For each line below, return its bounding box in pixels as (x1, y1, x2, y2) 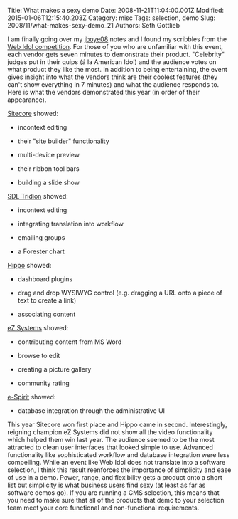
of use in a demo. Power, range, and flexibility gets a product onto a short (7, 473, 222, 481)
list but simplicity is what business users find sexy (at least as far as (7, 481, 206, 489)
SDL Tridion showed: (7, 192, 69, 200)
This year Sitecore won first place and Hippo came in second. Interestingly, (7, 420, 227, 429)
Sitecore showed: (7, 110, 59, 117)
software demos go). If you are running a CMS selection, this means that (7, 488, 220, 497)
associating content (17, 310, 76, 318)
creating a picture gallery (17, 365, 92, 373)
